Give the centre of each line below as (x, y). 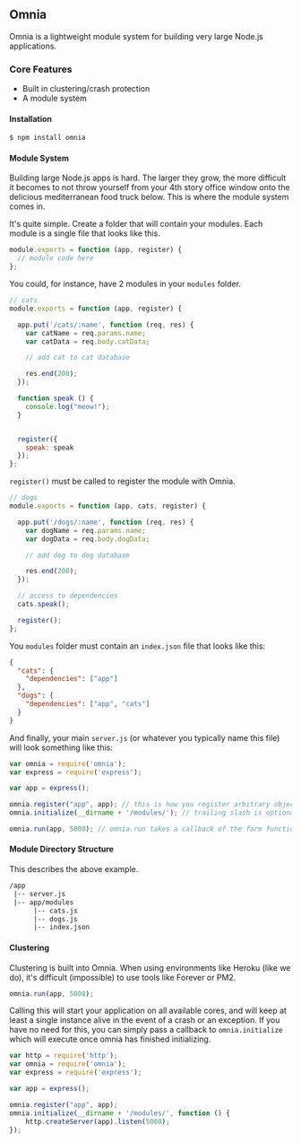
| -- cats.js (55, 911)
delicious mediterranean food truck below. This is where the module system (149, 197)
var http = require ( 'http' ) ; (64, 1056)
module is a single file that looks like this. (85, 233)
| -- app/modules (43, 902)
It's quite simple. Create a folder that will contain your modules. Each (136, 224)
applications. (33, 46)
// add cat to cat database (77, 358)
